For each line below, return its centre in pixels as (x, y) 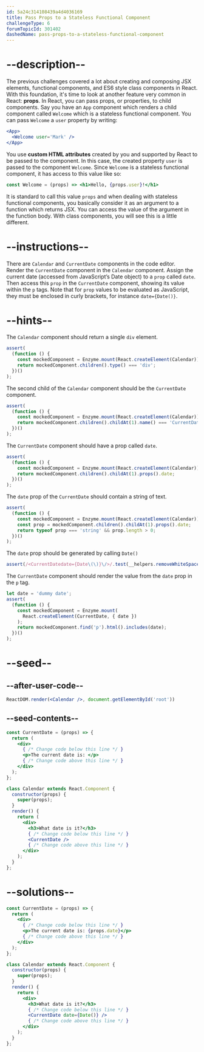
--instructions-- (48, 246)
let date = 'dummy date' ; (39, 594)
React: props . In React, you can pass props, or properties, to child (89, 101)
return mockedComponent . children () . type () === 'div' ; (87, 365)
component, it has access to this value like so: (64, 173)
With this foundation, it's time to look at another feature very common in (96, 94)
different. (18, 222)
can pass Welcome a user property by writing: (62, 120)
